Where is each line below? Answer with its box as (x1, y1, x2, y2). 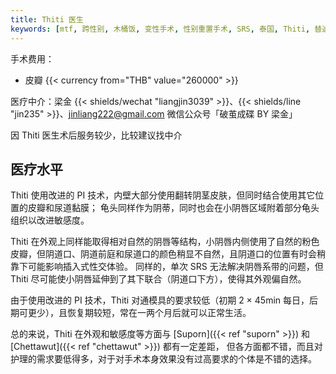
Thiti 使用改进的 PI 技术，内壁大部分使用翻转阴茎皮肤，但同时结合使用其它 (10, 189, 316, 201)
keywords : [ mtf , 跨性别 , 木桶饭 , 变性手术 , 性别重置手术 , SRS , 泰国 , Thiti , (10, 24, 311, 34)
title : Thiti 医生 (10, 14, 84, 25)
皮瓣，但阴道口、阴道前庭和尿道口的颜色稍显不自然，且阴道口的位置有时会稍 (10, 248, 326, 260)
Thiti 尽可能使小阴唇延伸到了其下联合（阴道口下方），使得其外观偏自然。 (10, 273, 307, 285)
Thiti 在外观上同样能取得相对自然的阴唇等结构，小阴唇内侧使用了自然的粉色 (10, 236, 320, 248)
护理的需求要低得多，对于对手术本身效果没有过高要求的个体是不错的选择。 (10, 353, 317, 365)
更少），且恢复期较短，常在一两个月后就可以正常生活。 (27, 307, 252, 319)
